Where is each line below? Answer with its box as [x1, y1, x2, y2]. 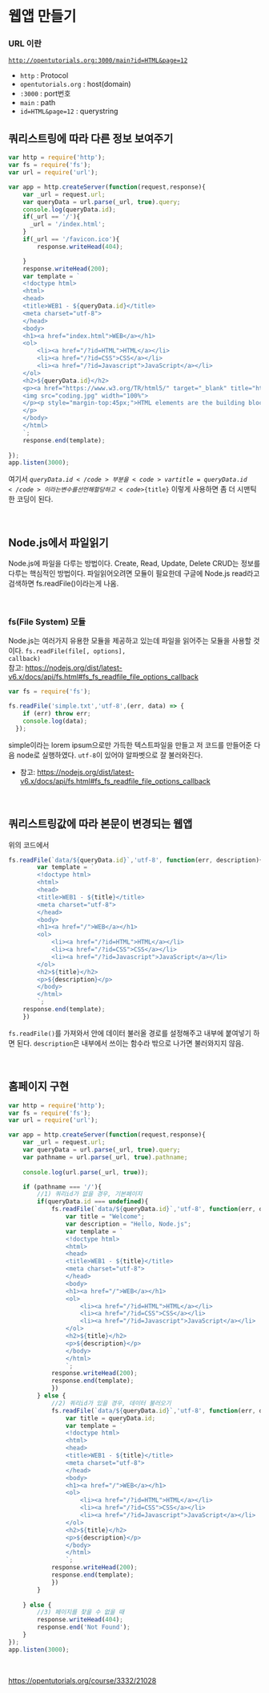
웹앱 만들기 [8, 7, 77, 26]
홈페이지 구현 [8, 1079, 70, 1093]
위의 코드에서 [8, 840, 50, 850]
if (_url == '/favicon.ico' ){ [22, 235, 120, 243]
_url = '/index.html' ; [29, 220, 106, 229]
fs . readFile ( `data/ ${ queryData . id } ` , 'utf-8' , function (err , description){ [8, 856, 263, 864]
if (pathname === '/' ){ [22, 1182, 102, 1191]
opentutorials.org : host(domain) [19, 80, 131, 89]
